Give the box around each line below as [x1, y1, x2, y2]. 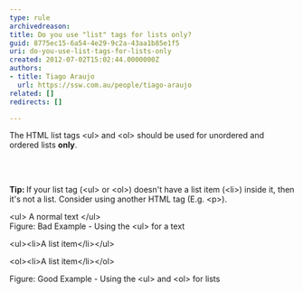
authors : [9, 64, 43, 73]
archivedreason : [9, 22, 71, 31]
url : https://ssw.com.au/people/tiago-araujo [17, 80, 193, 90]
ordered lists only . [9, 139, 78, 150]
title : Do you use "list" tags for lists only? [9, 30, 193, 39]
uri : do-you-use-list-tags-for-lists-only [9, 47, 172, 56]
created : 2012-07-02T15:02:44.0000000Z [9, 55, 160, 64]
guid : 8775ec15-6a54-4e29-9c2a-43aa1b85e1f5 [9, 38, 180, 48]
